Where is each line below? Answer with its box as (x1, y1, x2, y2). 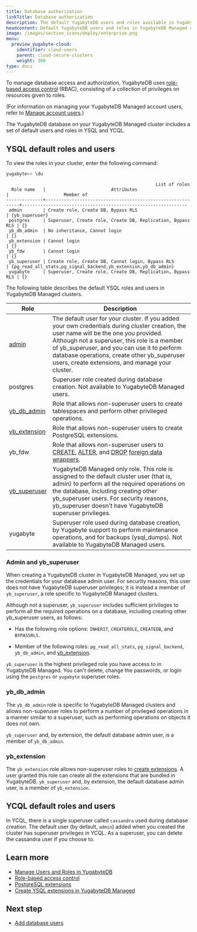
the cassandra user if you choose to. (6, 835, 95, 843)
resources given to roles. (6, 92, 66, 99)
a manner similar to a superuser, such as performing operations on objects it (6, 714, 191, 721)
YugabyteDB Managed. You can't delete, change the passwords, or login (6, 667, 182, 674)
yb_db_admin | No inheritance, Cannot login (8, 228, 122, 234)
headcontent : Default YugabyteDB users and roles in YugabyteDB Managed (6, 25, 188, 31)
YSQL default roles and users (6, 144, 116, 154)
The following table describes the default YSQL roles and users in (6, 284, 165, 291)
